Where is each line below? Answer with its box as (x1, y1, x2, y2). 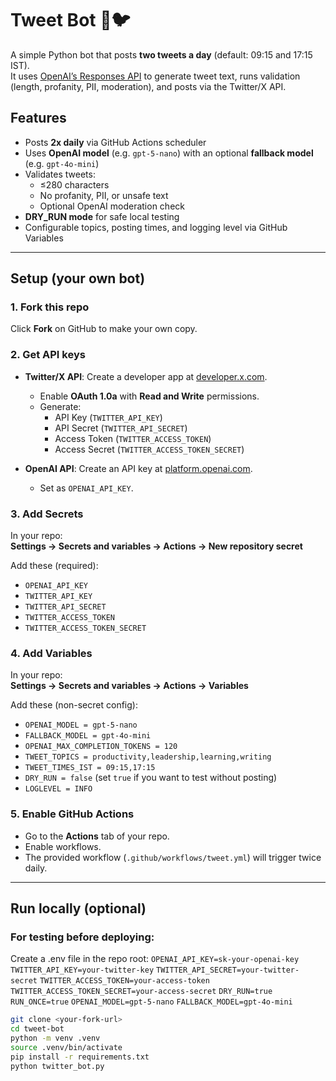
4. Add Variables (10, 646, 93, 660)
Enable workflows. (24, 840, 102, 852)
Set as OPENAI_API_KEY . (39, 482, 134, 494)
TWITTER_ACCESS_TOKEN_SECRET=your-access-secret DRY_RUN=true (10, 987, 273, 997)
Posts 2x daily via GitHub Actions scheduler (24, 136, 207, 148)
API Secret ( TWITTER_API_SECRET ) (54, 422, 188, 434)
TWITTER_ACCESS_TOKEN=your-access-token (39, 976, 210, 986)
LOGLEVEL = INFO (24, 784, 93, 794)
